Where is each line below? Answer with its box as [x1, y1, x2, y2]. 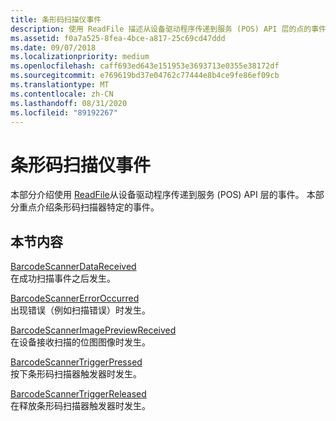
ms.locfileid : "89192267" [10, 107, 118, 118]
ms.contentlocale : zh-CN [10, 89, 114, 99]
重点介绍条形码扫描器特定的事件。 [18, 201, 160, 213]
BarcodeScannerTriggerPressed [10, 356, 143, 368]
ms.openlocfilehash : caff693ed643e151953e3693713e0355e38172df [10, 61, 280, 71]
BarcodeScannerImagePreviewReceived [10, 324, 177, 336]
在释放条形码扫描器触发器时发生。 [10, 400, 151, 412]
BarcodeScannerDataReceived [10, 261, 137, 273]
